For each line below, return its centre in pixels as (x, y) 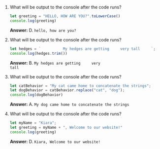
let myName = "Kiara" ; (33, 123)
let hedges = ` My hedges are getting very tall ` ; (83, 49)
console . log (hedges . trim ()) (38, 53)
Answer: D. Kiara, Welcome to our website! (55, 141)
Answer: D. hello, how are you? (43, 30)
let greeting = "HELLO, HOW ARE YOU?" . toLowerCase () (65, 16)
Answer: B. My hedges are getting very (55, 63)
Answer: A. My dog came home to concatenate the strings (69, 104)
